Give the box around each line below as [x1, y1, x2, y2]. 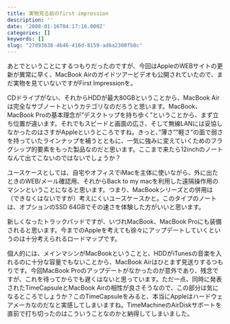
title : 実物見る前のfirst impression [7, 10, 109, 17]
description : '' [7, 17, 54, 23]
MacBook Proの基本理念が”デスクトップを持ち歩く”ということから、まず [7, 111, 213, 119]
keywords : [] [7, 36, 45, 43]
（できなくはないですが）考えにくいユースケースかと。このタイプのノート [7, 194, 217, 202]
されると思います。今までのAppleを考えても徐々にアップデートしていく [7, 226, 209, 234]
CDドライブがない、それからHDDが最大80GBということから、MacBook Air [7, 94, 220, 102]
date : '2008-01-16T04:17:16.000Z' [7, 23, 106, 30]
